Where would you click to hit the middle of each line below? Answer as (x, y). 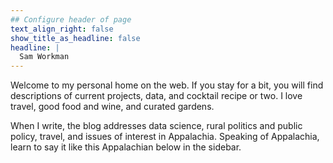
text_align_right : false (62, 29)
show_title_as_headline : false (75, 38)
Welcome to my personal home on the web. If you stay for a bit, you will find (167, 85)
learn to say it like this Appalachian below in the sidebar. (126, 147)
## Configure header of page (71, 19)
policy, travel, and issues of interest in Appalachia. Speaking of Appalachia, (165, 137)
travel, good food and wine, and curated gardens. (112, 107)
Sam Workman (44, 57)
